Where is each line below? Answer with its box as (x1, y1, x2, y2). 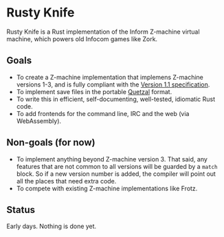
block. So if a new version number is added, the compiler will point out (16, 170, 216, 178)
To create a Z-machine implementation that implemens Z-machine (16, 73, 203, 81)
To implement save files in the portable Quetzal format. (16, 87, 172, 95)
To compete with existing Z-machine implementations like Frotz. (16, 184, 198, 192)
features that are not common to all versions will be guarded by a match (16, 162, 218, 170)
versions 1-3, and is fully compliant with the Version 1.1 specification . (16, 80, 210, 89)
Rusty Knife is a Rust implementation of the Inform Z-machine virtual (6, 27, 200, 36)
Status (6, 204, 36, 216)
